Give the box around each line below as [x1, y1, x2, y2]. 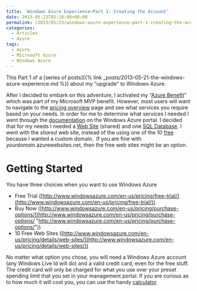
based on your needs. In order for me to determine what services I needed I [6, 110, 189, 117]
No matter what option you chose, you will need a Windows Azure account [6, 253, 186, 261]
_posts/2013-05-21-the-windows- [103, 74, 185, 81]
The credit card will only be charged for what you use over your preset [6, 266, 177, 273]
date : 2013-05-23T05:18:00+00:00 [6, 14, 88, 20]
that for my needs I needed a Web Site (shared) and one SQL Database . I [6, 123, 182, 130]
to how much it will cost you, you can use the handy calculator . [6, 279, 158, 286]
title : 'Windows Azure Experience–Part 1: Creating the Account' [6, 8, 169, 15]
